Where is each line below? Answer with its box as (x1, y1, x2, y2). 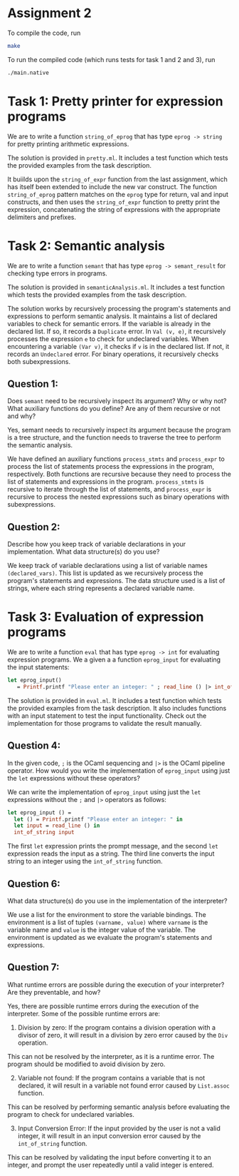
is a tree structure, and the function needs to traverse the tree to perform (7, 433, 221, 442)
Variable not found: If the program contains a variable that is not (17, 1073, 206, 1082)
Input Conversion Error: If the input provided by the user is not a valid (17, 1124, 221, 1132)
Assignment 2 (7, 5, 92, 21)
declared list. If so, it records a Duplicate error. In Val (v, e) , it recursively (7, 327, 226, 335)
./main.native (7, 69, 50, 76)
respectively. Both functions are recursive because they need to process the (7, 470, 231, 479)
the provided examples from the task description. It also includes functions (7, 704, 227, 712)
